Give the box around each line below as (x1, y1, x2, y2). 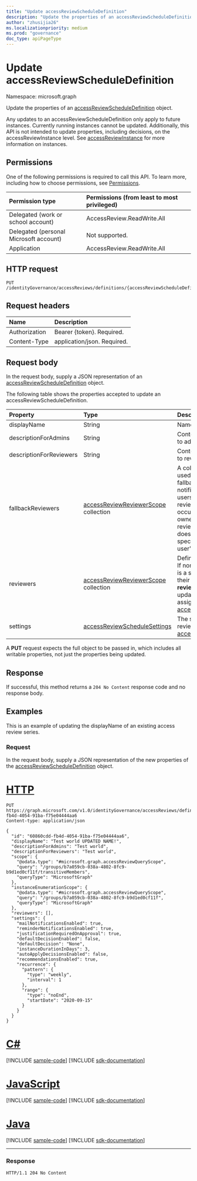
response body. (6, 690, 44, 697)
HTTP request (6, 264, 59, 274)
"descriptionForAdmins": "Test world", (11, 844, 109, 850)
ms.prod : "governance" (6, 30, 62, 36)
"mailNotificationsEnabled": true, (16, 921, 104, 927)
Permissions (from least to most (86, 193, 178, 201)
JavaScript (6, 1077, 60, 1091)
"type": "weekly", (27, 972, 72, 978)
